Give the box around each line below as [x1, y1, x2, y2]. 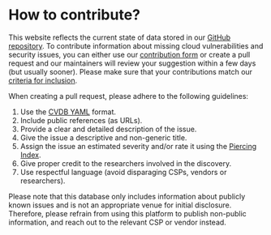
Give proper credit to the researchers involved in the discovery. [19, 158, 232, 168]
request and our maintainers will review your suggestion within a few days [8, 58, 256, 68]
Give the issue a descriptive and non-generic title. [19, 132, 187, 143]
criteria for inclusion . [8, 75, 78, 85]
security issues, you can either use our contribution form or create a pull [8, 49, 251, 59]
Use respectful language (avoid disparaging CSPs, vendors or [19, 167, 227, 177]
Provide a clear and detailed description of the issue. [19, 124, 197, 134]
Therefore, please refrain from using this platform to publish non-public [8, 208, 247, 218]
